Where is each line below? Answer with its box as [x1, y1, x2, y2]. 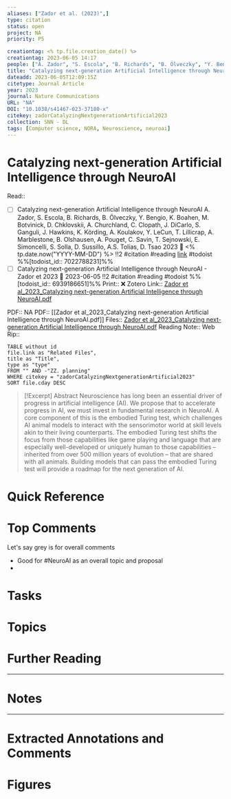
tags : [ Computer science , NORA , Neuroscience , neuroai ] [7, 125, 170, 132]
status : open [7, 23, 45, 30]
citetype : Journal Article [7, 80, 85, 87]
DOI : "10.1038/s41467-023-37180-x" [7, 106, 109, 113]
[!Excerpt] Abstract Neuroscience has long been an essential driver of [23, 391, 222, 399]
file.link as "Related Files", [7, 349, 97, 356]
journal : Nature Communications [7, 93, 100, 100]
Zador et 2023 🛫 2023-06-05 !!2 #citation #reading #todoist [16, 272, 188, 280]
